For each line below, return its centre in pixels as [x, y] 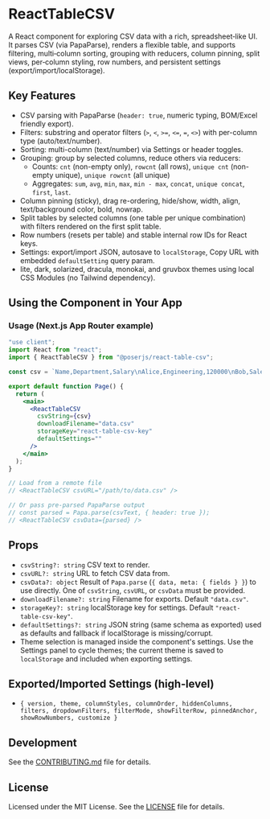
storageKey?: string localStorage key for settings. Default [117, 607]
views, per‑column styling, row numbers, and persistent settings [115, 62]
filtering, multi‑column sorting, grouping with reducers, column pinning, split [134, 53]
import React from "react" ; [55, 350]
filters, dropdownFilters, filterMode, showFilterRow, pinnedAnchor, [139, 711]
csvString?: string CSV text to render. [85, 565]
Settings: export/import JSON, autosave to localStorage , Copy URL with [139, 252]
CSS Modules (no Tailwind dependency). [88, 278]
